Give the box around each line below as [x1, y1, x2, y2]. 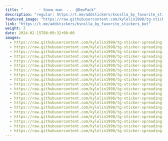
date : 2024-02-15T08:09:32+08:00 [5, 30, 75, 35]
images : [5, 35, 21, 40]
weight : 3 [5, 26, 26, 31]
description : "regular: [5, 12, 55, 17]
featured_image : [5, 16, 39, 21]
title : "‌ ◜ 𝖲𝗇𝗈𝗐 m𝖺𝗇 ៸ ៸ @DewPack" [5, 7, 96, 12]
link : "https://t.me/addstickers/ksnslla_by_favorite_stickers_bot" [5, 21, 151, 26]
